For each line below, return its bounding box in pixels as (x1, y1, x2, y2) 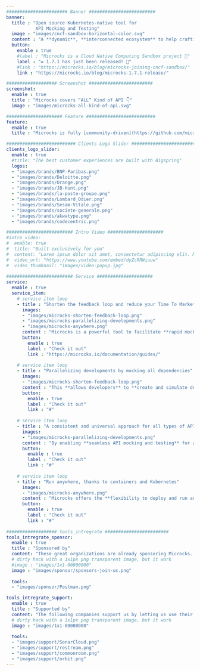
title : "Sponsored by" (11, 545, 70, 552)
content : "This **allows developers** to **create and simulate (21, 384, 187, 391)
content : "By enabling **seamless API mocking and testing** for (21, 440, 190, 446)
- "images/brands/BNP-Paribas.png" (11, 168, 100, 175)
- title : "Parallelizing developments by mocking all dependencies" (17, 368, 193, 374)
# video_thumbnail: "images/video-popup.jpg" (6, 262, 124, 268)
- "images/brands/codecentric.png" (11, 218, 100, 224)
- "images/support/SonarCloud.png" (11, 639, 100, 645)
